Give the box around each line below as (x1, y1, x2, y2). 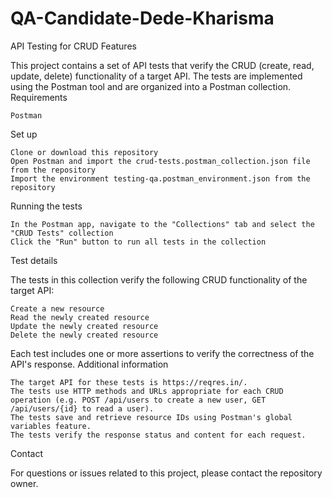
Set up (10, 128, 38, 140)
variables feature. (10, 421, 92, 431)
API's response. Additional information (10, 358, 169, 370)
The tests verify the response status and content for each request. (10, 430, 307, 440)
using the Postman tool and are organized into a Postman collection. (10, 80, 292, 92)
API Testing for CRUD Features (10, 40, 137, 52)
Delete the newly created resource (10, 330, 159, 340)
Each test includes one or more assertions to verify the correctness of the (10, 347, 315, 359)
